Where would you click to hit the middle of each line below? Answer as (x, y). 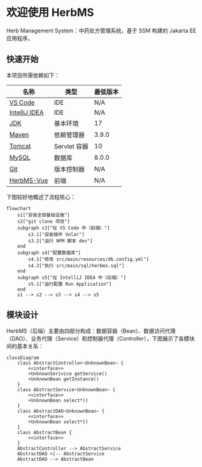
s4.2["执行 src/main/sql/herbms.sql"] (76, 266)
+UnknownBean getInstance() (64, 379)
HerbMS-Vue (29, 180)
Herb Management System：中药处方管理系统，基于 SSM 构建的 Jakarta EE (101, 31)
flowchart (19, 208)
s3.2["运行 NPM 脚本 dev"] (61, 241)
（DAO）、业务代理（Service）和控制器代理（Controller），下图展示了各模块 (100, 338)
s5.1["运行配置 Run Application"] (70, 284)
